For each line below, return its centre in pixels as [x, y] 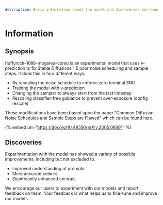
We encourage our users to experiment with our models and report [72, 188]
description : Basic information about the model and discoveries [72, 9]
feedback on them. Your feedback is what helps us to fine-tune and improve [81, 193]
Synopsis [19, 51]
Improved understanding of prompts [48, 169]
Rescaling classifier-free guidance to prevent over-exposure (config [80, 98]
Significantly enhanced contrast [44, 179]
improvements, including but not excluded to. [50, 159]
